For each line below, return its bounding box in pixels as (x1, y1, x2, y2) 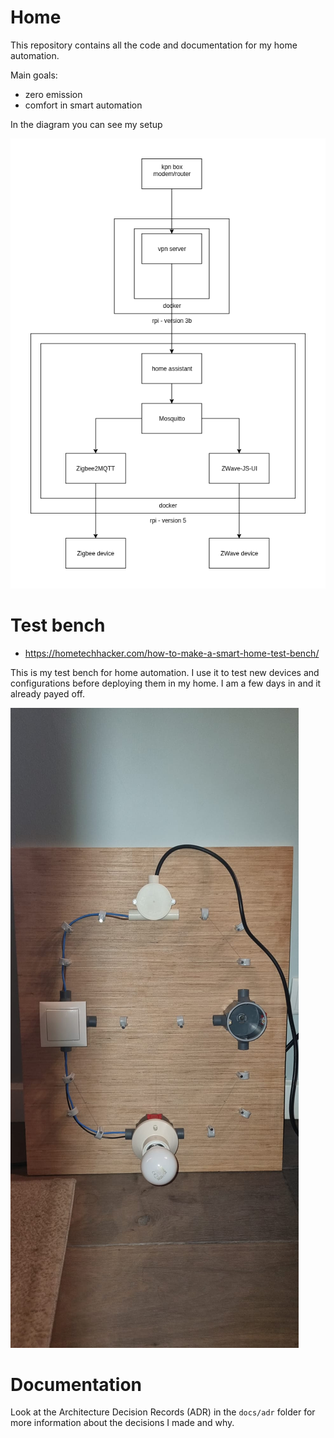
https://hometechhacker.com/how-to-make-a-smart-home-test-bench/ (24, 647, 320, 659)
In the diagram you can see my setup (10, 118, 163, 130)
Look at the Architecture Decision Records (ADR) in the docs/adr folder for (10, 1406, 316, 1418)
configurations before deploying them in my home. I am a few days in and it (10, 677, 322, 689)
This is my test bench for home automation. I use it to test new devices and (10, 666, 320, 678)
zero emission (24, 88, 83, 100)
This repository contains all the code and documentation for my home (10, 39, 298, 51)
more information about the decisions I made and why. (10, 1417, 235, 1429)
